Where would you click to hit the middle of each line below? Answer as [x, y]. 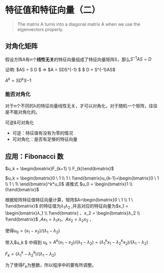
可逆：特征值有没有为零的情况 [42, 133]
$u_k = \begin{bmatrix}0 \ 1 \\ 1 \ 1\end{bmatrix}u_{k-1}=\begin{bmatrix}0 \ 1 [82, 178]
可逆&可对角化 [20, 123]
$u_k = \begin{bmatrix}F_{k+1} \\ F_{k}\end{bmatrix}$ [60, 169]
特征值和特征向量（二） [53, 10]
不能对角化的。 [24, 112]
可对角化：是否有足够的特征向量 [45, 139]
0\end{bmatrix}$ [22, 190]
